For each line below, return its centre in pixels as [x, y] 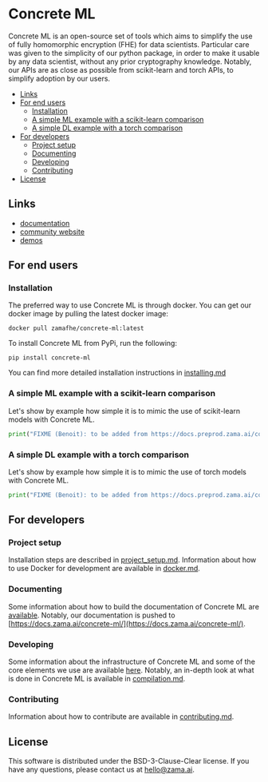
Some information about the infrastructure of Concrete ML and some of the [132, 662]
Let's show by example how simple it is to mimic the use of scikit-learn [124, 411]
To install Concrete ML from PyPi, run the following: [93, 343]
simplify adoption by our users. [59, 78]
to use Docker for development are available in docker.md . [104, 569]
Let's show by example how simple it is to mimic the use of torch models [128, 471]
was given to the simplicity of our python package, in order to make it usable [134, 53]
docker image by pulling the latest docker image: [89, 314]
